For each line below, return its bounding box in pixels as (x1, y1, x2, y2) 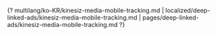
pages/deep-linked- (142, 13, 199, 22)
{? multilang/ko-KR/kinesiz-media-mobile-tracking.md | (7, 7, 164, 14)
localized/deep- (165, 7, 211, 14)
